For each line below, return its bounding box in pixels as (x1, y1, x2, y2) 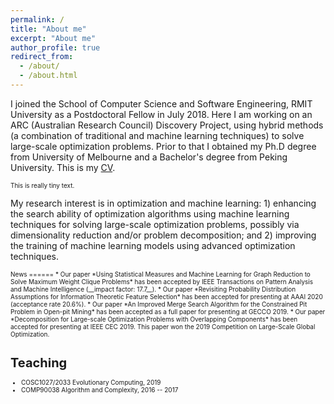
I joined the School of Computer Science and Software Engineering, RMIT (10, 97, 313, 110)
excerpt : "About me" (10, 33, 97, 43)
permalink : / (10, 14, 65, 25)
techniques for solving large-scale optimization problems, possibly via (10, 218, 300, 230)
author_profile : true (10, 42, 101, 53)
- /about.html (19, 71, 78, 81)
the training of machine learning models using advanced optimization (10, 239, 296, 251)
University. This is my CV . (10, 161, 116, 173)
